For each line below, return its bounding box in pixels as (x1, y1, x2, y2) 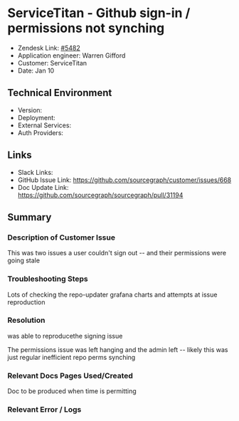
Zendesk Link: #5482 (17, 43, 80, 52)
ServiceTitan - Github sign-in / (7, 5, 191, 21)
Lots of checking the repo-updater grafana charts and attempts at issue (7, 290, 218, 299)
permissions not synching (7, 20, 165, 36)
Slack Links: (17, 168, 53, 176)
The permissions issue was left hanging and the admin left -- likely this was (7, 345, 228, 353)
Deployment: (17, 113, 55, 122)
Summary (7, 211, 52, 223)
